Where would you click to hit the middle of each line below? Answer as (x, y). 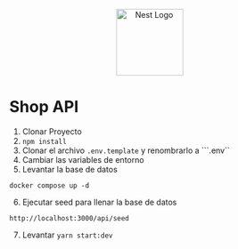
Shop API (44, 107)
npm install (44, 141)
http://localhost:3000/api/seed (69, 218)
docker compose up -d (49, 185)
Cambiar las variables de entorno (83, 159)
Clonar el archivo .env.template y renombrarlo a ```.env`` (126, 150)
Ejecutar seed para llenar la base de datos (99, 202)
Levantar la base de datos (70, 169)
